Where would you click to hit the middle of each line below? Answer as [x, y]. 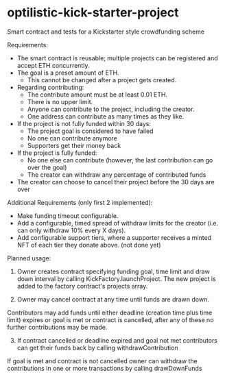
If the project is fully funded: [57, 153]
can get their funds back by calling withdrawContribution [97, 347]
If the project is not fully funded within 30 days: [84, 123]
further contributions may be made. [57, 327]
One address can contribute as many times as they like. [106, 116]
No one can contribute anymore [72, 138]
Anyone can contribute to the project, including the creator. [111, 109]
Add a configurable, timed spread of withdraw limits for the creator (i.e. [118, 223]
